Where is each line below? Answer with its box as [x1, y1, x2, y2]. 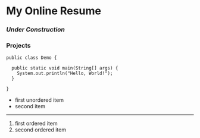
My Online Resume [6, 4, 101, 18]
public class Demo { [6, 55, 58, 61]
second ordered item [14, 126, 67, 133]
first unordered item [14, 96, 64, 103]
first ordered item [14, 120, 58, 127]
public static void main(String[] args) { [11, 65, 118, 71]
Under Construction [6, 26, 65, 34]
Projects [6, 42, 31, 50]
